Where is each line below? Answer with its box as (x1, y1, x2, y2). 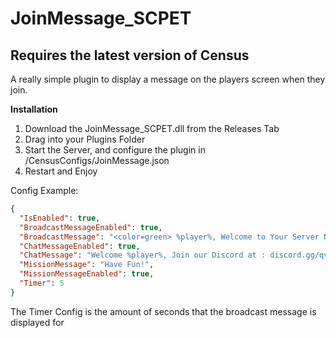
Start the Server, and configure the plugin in (24, 144, 206, 156)
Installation (10, 103, 58, 115)
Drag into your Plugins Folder (24, 133, 146, 145)
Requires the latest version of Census (10, 47, 250, 64)
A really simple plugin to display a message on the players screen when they (10, 73, 326, 85)
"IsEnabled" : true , (19, 213, 101, 223)
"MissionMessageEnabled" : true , (19, 269, 155, 279)
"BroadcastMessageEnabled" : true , (19, 222, 163, 232)
